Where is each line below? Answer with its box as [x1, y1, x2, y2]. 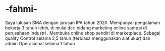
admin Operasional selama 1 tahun [5, 40, 75, 46]
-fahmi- [5, 3, 38, 15]
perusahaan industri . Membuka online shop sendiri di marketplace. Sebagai [5, 30, 161, 36]
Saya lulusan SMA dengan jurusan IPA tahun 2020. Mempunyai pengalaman [5, 20, 160, 25]
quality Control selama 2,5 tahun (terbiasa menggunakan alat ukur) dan [5, 35, 151, 41]
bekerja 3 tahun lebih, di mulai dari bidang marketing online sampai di [5, 25, 147, 30]
